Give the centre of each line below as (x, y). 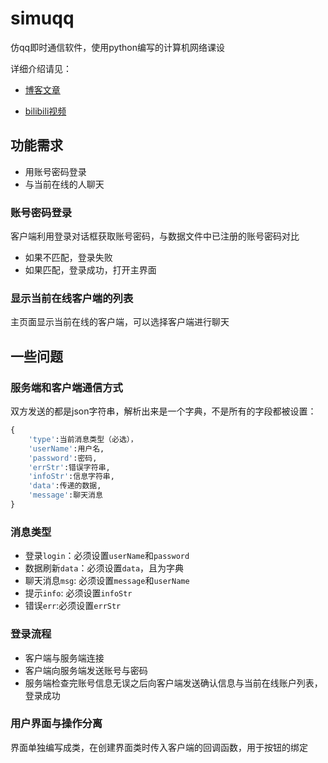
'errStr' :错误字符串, (69, 467)
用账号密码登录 (55, 171)
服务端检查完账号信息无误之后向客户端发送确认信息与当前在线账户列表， (173, 683)
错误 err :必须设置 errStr (73, 606)
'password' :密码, (63, 458)
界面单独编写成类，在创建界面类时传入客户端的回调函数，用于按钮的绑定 (159, 747)
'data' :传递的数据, (65, 486)
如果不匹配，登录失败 (68, 258)
